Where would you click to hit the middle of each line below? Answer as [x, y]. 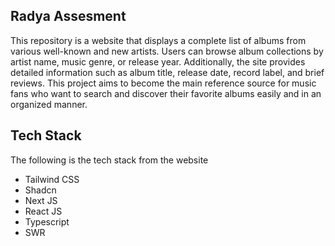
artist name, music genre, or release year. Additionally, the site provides [158, 61]
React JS [43, 211]
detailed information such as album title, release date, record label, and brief [167, 72]
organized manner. [49, 104]
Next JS [41, 200]
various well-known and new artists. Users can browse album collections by [167, 51]
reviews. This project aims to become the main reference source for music [163, 83]
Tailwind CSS [52, 179]
